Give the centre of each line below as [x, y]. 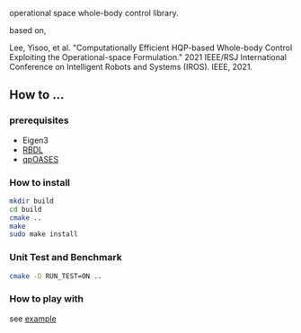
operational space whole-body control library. [94, 13]
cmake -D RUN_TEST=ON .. [56, 276]
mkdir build [31, 201]
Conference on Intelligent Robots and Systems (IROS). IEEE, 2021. [131, 67]
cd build [26, 209]
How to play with [46, 299]
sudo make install [44, 234]
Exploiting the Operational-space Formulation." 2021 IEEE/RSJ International [148, 57]
